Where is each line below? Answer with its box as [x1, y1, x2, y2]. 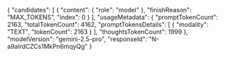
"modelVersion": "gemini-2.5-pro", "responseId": [7, 35, 148, 43]
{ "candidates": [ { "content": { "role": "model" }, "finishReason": [7, 6, 192, 14]
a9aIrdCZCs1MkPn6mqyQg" [7, 43, 88, 50]
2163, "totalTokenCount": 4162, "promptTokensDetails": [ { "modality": [7, 21, 209, 28]
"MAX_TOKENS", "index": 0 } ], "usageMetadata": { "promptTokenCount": [7, 13, 218, 21]
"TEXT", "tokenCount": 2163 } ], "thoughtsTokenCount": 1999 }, [7, 27, 189, 36]
